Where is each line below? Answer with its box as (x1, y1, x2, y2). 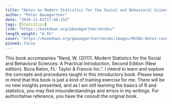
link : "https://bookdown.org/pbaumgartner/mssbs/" (5, 27, 116, 32)
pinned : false (5, 41, 36, 46)
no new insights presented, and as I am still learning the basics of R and (5, 82, 157, 88)
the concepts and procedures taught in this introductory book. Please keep (5, 71, 164, 77)
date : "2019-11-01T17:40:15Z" (5, 17, 70, 22)
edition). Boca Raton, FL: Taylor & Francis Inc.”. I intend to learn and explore (5, 66, 164, 72)
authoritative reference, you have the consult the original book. (5, 93, 138, 99)
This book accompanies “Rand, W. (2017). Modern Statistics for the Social (5, 55, 161, 61)
